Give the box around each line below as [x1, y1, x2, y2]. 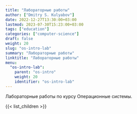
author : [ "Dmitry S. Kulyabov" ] [5, 12, 74, 17]
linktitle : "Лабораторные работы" [5, 55, 80, 61]
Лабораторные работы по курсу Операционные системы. [5, 93, 132, 99]
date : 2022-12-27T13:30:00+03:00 [5, 17, 77, 22]
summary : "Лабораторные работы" [5, 50, 74, 55]
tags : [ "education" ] [5, 27, 50, 32]
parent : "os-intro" [14, 70, 56, 75]
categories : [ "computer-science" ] [5, 31, 80, 36]
